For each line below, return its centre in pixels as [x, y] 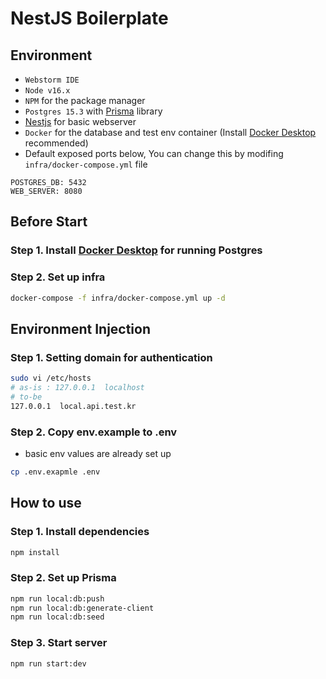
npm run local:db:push [57, 598]
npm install [35, 552]
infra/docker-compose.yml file [86, 164]
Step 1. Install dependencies [80, 532]
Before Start [49, 222]
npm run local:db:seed [57, 617]
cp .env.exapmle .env [55, 472]
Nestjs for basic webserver [80, 121]
